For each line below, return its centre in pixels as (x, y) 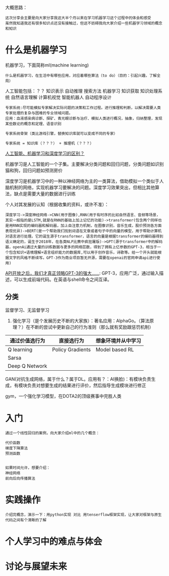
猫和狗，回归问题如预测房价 (34, 170)
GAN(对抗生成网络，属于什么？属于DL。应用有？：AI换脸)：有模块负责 (78, 379)
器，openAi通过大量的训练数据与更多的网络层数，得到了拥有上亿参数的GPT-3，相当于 (81, 247)
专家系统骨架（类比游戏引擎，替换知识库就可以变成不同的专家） (61, 133)
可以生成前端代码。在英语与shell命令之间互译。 (63, 279)
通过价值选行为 (27, 340)
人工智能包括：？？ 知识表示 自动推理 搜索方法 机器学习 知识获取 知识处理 (82, 91)
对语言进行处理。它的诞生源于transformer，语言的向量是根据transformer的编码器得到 (84, 236)
